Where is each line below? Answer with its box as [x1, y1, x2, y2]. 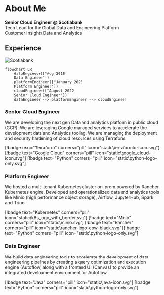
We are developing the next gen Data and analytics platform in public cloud [5, 119, 158, 126]
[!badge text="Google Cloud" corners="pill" [5, 150, 95, 156]
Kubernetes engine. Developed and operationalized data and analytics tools [5, 189, 160, 195]
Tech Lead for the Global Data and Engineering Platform [5, 24, 119, 30]
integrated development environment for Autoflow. [5, 269, 108, 275]
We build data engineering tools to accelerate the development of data [5, 254, 149, 259]
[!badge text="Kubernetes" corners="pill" [5, 209, 90, 215]
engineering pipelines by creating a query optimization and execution [5, 259, 146, 265]
